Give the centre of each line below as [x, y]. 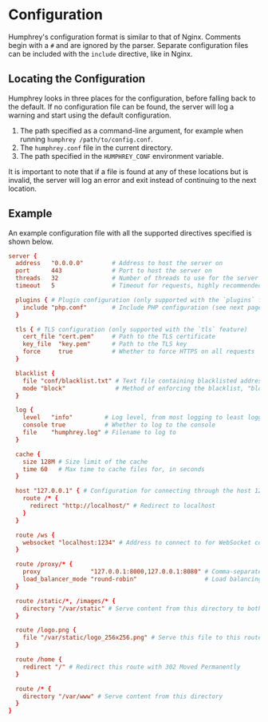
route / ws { [35, 535]
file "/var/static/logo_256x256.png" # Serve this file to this [132, 638]
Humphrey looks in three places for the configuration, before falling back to [132, 98]
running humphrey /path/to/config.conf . [86, 139]
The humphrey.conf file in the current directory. [96, 147]
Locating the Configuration [77, 79]
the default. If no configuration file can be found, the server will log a [121, 106]
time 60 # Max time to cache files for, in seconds [114, 469]
